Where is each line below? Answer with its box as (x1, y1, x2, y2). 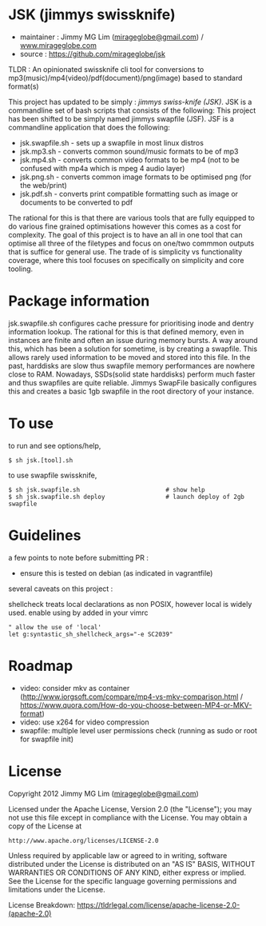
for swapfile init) (19, 734, 74, 744)
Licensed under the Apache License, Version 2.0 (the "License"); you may (8, 804, 252, 813)
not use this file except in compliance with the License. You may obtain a (8, 812, 248, 822)
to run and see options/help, (8, 441, 101, 450)
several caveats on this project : (8, 584, 113, 593)
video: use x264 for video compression (19, 717, 149, 727)
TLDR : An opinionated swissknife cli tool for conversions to (8, 64, 204, 74)
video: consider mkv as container (19, 683, 130, 693)
